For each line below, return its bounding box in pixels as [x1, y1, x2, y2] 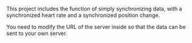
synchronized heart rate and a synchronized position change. [6, 12, 160, 19]
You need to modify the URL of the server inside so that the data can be [6, 24, 187, 30]
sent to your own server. [6, 30, 67, 37]
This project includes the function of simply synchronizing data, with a [6, 5, 182, 12]
